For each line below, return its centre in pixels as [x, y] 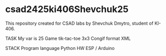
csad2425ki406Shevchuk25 [67, 9]
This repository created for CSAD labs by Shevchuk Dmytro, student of [79, 23]
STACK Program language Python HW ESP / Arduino [60, 48]
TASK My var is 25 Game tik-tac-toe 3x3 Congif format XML [68, 38]
